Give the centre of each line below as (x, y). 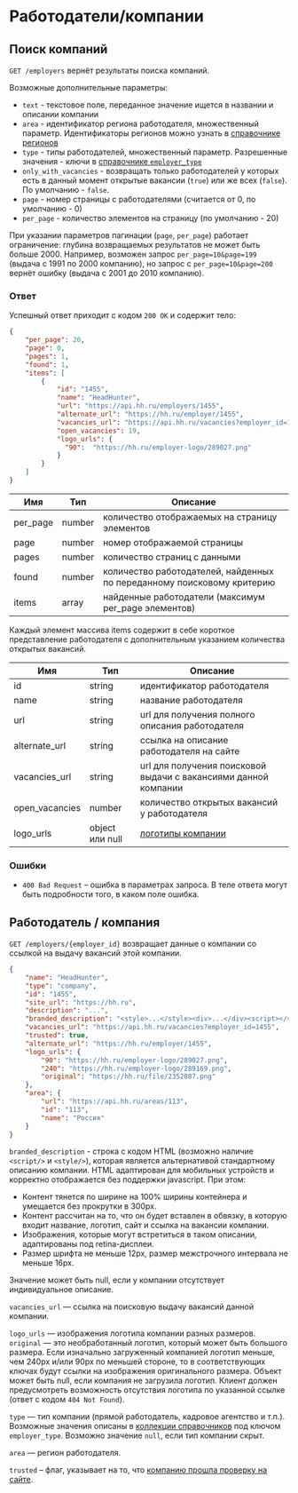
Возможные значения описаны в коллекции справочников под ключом (145, 1426)
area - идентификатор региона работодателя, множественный (140, 123)
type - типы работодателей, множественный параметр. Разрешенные (155, 152)
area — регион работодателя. (65, 1453)
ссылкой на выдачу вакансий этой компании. (95, 953)
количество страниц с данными (172, 557)
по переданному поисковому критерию (189, 582)
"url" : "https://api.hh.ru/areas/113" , (115, 1102)
